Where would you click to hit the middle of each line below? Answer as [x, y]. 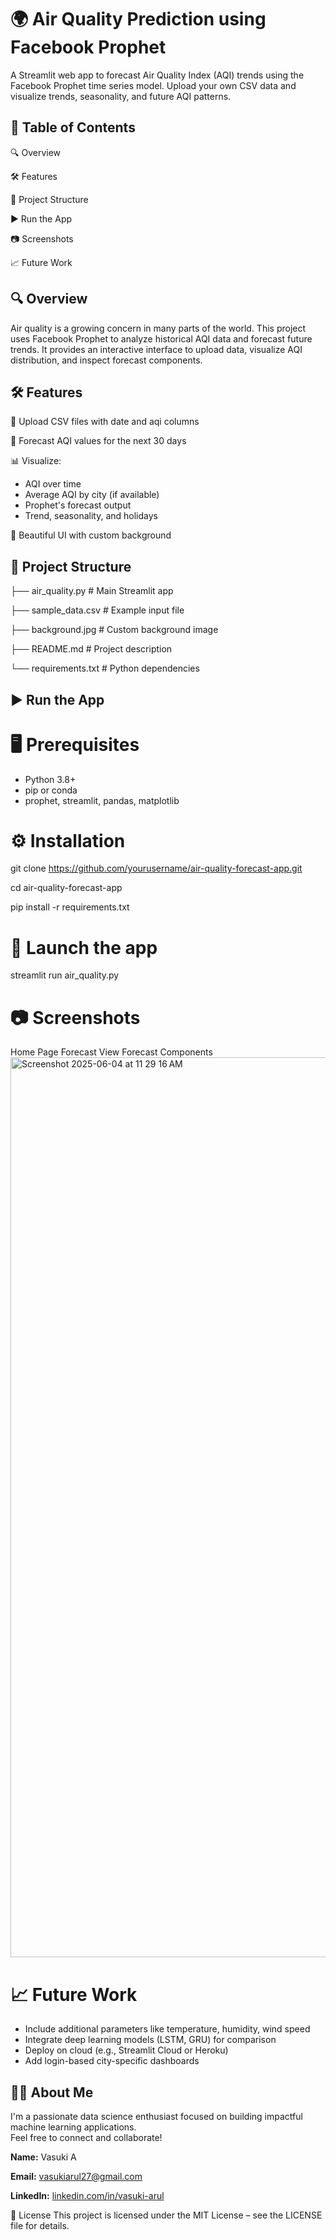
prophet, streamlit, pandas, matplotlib [102, 800]
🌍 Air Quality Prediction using [138, 19]
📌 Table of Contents [73, 127]
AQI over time [53, 484]
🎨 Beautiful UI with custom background [91, 535]
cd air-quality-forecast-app [66, 888]
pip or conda [51, 790]
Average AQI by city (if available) [92, 495]
